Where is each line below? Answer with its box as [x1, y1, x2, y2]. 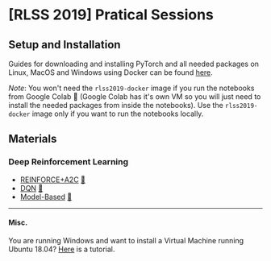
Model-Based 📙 [19, 192, 73, 201]
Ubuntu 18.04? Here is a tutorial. [8, 244, 115, 254]
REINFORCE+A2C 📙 [19, 175, 86, 184]
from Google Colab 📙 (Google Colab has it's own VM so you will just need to [8, 92, 261, 101]
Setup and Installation [8, 38, 121, 52]
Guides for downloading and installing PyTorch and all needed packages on [8, 59, 260, 68]
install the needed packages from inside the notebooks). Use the [8, 101, 223, 110]
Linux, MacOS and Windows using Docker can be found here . [8, 68, 214, 77]
